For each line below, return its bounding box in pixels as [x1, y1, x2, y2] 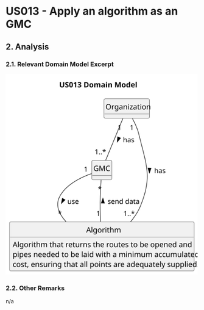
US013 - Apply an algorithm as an [5, 4, 178, 18]
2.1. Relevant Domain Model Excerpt [5, 60, 114, 68]
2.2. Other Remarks [5, 284, 65, 292]
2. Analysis [5, 41, 49, 52]
